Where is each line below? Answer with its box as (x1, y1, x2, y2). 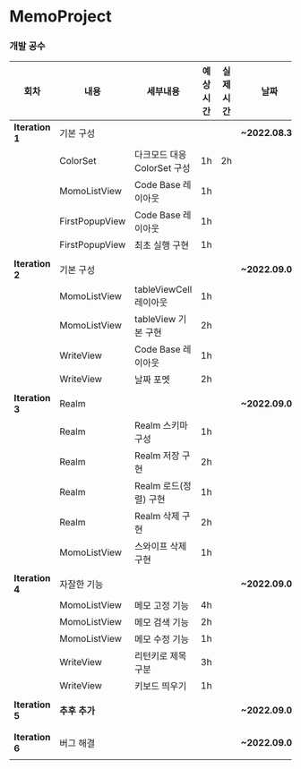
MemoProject (9, 6, 112, 27)
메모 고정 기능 (133, 600, 190, 612)
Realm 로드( (133, 480, 184, 492)
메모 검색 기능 (133, 616, 190, 628)
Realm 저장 (133, 449, 180, 462)
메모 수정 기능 (133, 633, 190, 645)
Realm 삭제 (133, 510, 180, 523)
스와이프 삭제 (133, 540, 187, 552)
